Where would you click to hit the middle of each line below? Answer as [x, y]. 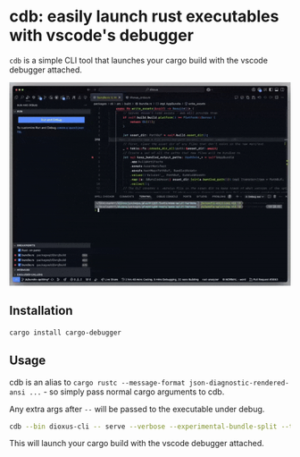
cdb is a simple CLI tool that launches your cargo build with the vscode [138, 60]
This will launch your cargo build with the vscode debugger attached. [137, 444]
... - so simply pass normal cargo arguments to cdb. [127, 392]
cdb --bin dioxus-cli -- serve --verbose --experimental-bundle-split [143, 427]
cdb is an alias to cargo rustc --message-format [97, 382]
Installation [41, 311]
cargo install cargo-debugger [66, 333]
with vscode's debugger [102, 35]
